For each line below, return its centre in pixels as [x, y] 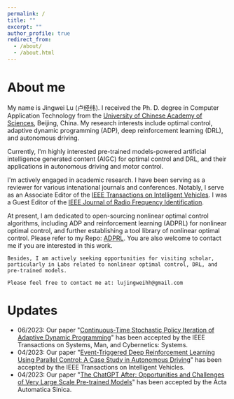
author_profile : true [39, 33]
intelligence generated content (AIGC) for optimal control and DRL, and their [117, 159]
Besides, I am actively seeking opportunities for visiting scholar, [111, 258]
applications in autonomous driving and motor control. [85, 166]
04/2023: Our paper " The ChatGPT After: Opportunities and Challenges [121, 374]
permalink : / [26, 14]
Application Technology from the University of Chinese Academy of [105, 115]
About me [36, 87]
